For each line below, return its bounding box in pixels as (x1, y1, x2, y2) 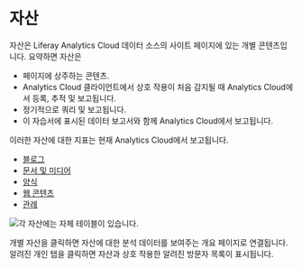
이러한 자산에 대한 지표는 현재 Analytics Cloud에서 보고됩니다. (9, 134, 229, 145)
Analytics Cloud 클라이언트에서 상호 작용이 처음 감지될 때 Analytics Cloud (22, 81, 287, 92)
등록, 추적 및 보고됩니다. (32, 92, 117, 104)
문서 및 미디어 (22, 164, 71, 176)
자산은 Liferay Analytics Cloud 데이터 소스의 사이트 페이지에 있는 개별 (9, 40, 257, 51)
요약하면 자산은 (28, 51, 82, 61)
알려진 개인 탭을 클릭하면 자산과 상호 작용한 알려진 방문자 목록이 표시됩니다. (9, 248, 274, 259)
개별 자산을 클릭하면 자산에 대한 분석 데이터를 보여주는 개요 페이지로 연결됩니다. (9, 236, 288, 248)
